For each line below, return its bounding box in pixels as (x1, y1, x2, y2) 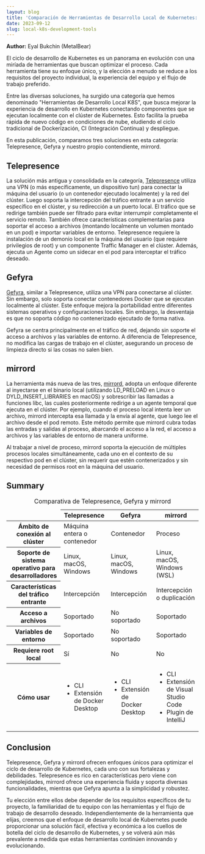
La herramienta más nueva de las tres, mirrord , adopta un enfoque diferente (6, 380, 197, 387)
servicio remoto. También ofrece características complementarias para (6, 216, 185, 223)
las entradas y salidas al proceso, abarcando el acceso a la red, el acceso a (6, 425, 196, 432)
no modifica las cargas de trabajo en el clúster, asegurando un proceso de (6, 339, 193, 347)
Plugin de (167, 708, 194, 716)
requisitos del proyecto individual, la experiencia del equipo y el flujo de (6, 74, 187, 81)
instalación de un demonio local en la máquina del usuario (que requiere (6, 236, 188, 243)
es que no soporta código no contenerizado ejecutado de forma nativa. (6, 314, 186, 322)
